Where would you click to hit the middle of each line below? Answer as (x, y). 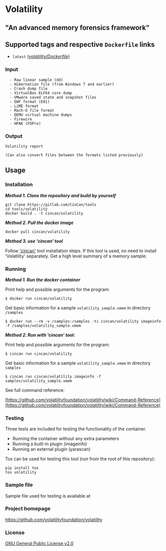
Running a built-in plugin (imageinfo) (50, 444)
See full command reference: (35, 390)
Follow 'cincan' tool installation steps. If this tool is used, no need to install (81, 251)
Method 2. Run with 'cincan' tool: (40, 335)
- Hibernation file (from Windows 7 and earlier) (62, 84)
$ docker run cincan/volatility (39, 298)
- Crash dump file (29, 88)
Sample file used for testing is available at (48, 496)
